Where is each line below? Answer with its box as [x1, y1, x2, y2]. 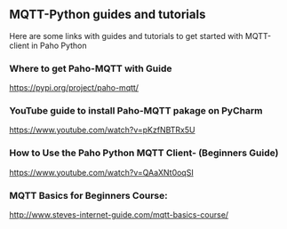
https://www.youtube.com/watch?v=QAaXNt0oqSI [9, 167, 194, 178]
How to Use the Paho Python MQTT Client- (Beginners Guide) [9, 146, 279, 159]
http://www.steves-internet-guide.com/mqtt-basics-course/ [9, 209, 229, 220]
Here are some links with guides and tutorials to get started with [9, 30, 243, 41]
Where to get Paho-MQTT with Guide [9, 62, 172, 75]
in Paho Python [30, 40, 87, 51]
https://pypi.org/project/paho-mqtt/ [9, 83, 140, 93]
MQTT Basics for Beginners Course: [9, 189, 168, 201]
